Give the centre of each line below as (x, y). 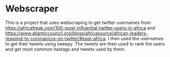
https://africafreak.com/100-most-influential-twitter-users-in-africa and (80, 27)
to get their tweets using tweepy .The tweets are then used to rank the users (85, 43)
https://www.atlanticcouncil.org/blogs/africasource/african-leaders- (77, 33)
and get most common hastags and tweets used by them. (65, 49)
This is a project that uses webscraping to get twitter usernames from (78, 22)
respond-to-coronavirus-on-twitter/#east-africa (55, 38)
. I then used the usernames (134, 38)
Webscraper (32, 9)
